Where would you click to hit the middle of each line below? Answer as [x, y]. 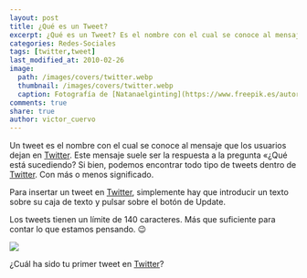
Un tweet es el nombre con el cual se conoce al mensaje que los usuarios [148, 146]
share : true [32, 111]
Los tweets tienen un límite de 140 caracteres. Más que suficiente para [143, 220]
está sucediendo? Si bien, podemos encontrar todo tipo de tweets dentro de [153, 165]
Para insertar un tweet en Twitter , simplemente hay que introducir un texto [149, 192]
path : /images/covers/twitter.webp [85, 77]
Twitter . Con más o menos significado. [82, 175]
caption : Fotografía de [63, 94]
